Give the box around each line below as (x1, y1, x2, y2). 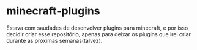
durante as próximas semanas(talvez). (6, 37, 103, 44)
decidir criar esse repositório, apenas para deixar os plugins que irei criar (6, 30, 191, 37)
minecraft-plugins (6, 4, 100, 18)
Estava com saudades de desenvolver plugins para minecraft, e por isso (6, 24, 188, 31)
